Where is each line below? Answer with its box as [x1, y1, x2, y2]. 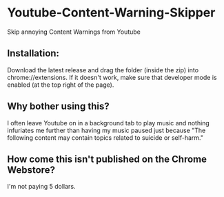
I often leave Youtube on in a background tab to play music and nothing [7, 118, 210, 127]
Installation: [7, 48, 60, 59]
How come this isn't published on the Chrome [7, 153, 207, 165]
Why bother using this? [7, 101, 110, 112]
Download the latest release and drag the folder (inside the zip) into [7, 65, 198, 74]
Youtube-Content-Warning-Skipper [7, 5, 216, 21]
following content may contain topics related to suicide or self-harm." [7, 133, 203, 142]
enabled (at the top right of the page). [7, 81, 114, 89]
